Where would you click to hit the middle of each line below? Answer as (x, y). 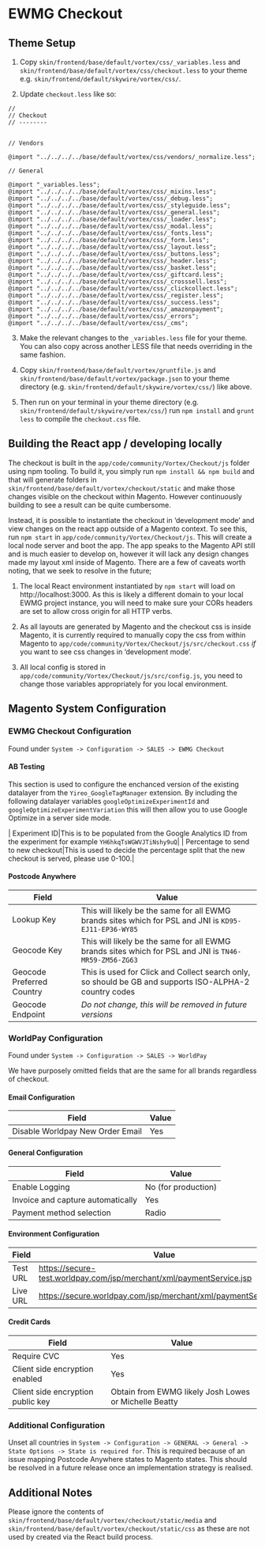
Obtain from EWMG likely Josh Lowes (180, 1392)
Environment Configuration (54, 1234)
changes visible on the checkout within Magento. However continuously (125, 496)
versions (97, 1014)
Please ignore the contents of (56, 1512)
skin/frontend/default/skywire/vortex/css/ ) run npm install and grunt (137, 411)
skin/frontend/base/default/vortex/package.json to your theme (125, 378)
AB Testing (26, 767)
